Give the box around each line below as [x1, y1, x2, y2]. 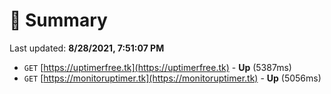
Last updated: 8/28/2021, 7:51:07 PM [9, 42, 165, 54]
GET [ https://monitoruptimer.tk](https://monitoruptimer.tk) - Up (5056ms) [23, 72, 322, 84]
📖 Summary [9, 9, 108, 32]
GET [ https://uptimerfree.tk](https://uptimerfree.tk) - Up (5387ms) [23, 61, 292, 73]
